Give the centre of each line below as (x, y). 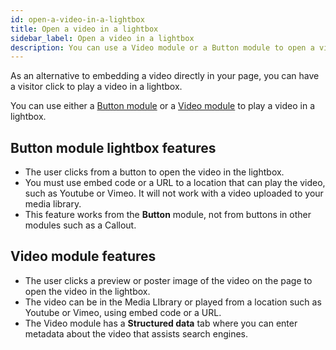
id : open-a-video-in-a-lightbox (77, 19)
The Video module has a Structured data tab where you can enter (161, 323)
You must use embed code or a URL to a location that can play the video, (175, 183)
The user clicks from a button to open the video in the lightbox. (154, 172)
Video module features (83, 256)
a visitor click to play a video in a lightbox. (96, 87)
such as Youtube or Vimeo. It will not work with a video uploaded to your (174, 193)
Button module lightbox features (113, 147)
